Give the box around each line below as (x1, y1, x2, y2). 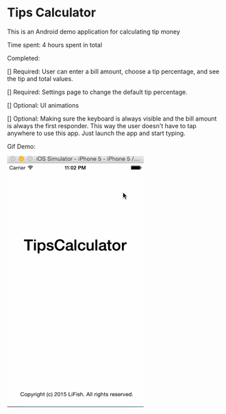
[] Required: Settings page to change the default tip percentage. (7, 88, 188, 96)
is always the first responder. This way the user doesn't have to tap (7, 121, 197, 130)
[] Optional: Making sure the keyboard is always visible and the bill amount (7, 114, 217, 123)
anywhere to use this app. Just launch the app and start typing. (7, 129, 186, 137)
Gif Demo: (7, 142, 36, 150)
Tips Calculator (7, 5, 97, 21)
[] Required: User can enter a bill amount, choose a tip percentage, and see (7, 67, 220, 75)
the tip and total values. (7, 74, 73, 83)
